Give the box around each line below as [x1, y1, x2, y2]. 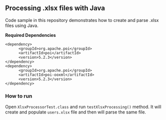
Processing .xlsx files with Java [5, 4, 105, 12]
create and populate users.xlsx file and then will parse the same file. [5, 109, 147, 115]
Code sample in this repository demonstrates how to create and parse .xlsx [5, 17, 159, 23]
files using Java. [5, 22, 39, 28]
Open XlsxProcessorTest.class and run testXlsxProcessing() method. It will [5, 104, 162, 110]
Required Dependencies [5, 32, 56, 38]
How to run [5, 92, 32, 99]
